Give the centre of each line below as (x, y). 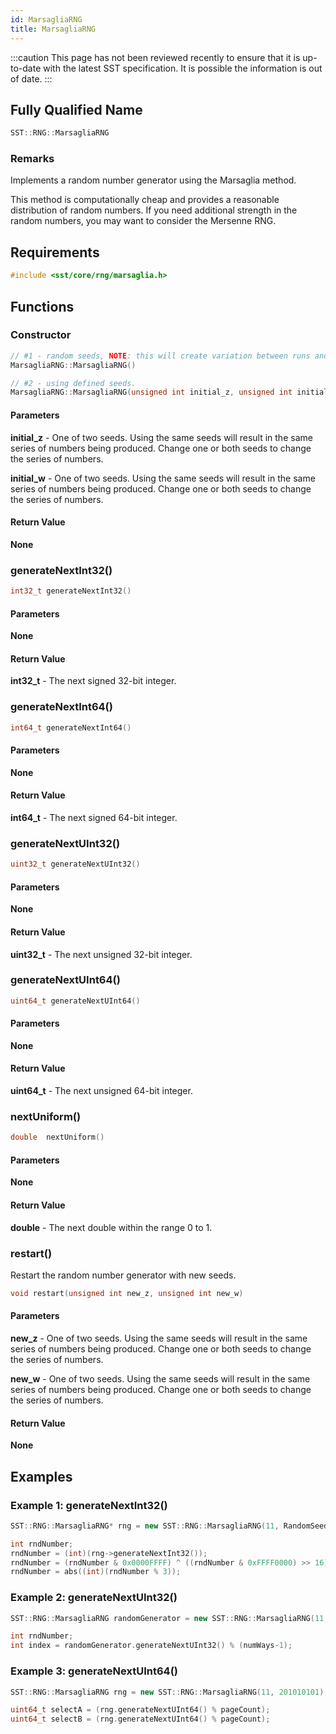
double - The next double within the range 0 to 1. (111, 1227)
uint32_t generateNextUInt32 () (75, 864)
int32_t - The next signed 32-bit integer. (93, 681)
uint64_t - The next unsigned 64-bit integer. (101, 1091)
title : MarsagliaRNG (53, 29)
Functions (42, 306)
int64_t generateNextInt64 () (71, 727)
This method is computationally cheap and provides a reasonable (145, 200)
